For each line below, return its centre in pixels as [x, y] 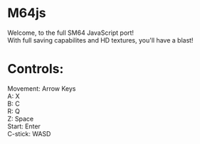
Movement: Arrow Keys [42, 88]
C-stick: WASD [29, 133]
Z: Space [21, 118]
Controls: [36, 69]
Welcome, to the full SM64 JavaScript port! [70, 33]
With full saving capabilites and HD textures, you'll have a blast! [100, 40]
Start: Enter [24, 126]
